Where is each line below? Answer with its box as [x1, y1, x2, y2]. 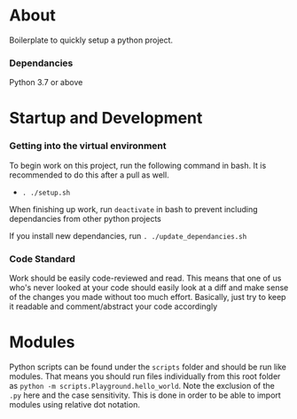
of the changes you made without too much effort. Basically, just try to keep [9, 292, 286, 303]
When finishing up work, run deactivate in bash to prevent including [9, 203, 259, 214]
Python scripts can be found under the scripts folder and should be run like [9, 361, 286, 372]
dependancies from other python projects [9, 213, 161, 224]
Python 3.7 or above [9, 77, 83, 88]
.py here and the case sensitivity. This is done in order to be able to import [9, 390, 281, 400]
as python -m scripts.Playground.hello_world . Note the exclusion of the [9, 380, 275, 391]
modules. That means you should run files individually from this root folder [9, 370, 281, 382]
